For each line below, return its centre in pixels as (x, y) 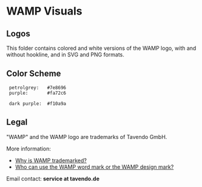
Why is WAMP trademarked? (51, 160)
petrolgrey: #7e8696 (38, 87)
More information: (29, 148)
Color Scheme (34, 74)
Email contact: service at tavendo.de (53, 178)
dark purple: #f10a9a (38, 104)
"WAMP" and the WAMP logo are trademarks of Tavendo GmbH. (87, 137)
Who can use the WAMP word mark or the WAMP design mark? (94, 167)
